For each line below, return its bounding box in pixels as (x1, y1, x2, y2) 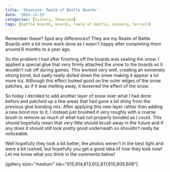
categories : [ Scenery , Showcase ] (5, 17, 76, 22)
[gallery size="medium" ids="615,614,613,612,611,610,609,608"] (5, 161, 138, 167)
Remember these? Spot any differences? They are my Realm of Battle (5, 36, 151, 42)
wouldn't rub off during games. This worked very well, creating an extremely (5, 67, 165, 73)
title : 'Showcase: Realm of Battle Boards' (5, 7, 99, 13)
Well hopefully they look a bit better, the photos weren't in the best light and (5, 141, 164, 147)
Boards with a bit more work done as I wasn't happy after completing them (5, 41, 161, 47)
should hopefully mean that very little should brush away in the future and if (5, 120, 164, 126)
